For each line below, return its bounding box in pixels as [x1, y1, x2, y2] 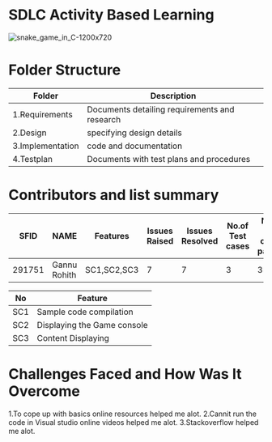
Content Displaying [36, 332, 109, 343]
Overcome [8, 382, 81, 400]
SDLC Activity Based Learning [8, 6, 215, 24]
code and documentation [87, 140, 183, 151]
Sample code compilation [36, 306, 134, 317]
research [87, 113, 121, 125]
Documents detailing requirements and [87, 104, 235, 115]
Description [150, 90, 197, 101]
